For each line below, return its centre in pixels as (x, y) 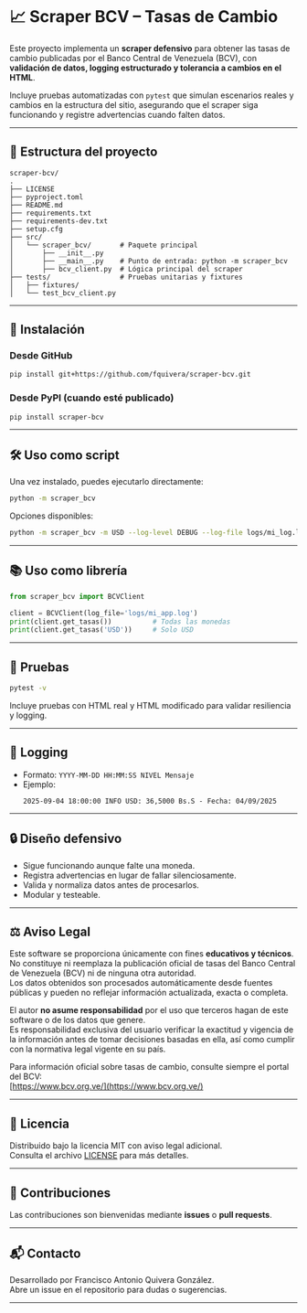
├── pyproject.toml (47, 197)
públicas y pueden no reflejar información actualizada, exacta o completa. (149, 993)
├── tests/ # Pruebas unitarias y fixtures (127, 277)
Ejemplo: (39, 784)
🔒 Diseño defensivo (66, 839)
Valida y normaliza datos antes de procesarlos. (111, 885)
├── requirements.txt (51, 213)
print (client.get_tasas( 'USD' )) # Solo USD (102, 630)
